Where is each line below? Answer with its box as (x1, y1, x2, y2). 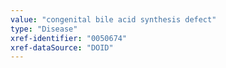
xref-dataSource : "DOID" (10, 42, 114, 53)
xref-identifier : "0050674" (10, 33, 128, 43)
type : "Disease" (10, 24, 78, 34)
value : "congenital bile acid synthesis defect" (10, 14, 217, 25)
